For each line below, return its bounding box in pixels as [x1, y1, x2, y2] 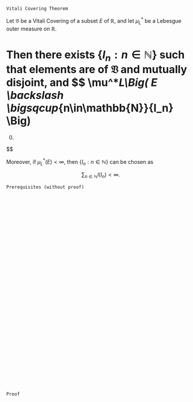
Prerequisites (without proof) [6, 184, 85, 190]
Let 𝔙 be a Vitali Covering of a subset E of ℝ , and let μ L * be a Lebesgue [6, 16, 182, 26]
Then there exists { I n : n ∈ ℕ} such [6, 48, 185, 64]
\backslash [6, 89, 64, 102]
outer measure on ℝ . [6, 25, 57, 32]
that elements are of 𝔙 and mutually [6, 63, 188, 76]
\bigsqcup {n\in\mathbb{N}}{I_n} [6, 101, 174, 115]
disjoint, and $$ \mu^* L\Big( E [6, 76, 158, 89]
